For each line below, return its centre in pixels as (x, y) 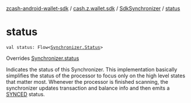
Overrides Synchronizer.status (43, 58)
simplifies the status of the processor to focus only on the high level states (96, 76)
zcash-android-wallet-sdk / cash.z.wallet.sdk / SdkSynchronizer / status (93, 8)
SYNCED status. (25, 94)
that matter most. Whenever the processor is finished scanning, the (87, 81)
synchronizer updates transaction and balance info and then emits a (88, 88)
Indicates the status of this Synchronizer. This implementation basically (92, 69)
